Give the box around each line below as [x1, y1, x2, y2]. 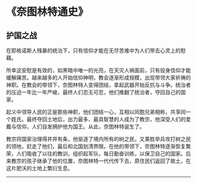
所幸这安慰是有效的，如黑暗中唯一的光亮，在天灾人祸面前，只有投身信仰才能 [6, 67, 191, 74]
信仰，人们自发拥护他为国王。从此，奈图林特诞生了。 [16, 123, 145, 130]
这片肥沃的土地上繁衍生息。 [6, 165, 73, 171]
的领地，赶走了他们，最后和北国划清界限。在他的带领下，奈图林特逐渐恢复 [6, 143, 186, 150]
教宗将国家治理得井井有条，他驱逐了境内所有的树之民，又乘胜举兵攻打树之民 [6, 136, 191, 142]
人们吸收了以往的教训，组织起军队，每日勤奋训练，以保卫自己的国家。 [16, 150, 186, 157]
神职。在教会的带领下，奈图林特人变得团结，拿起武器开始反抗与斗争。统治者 [6, 81, 191, 88]
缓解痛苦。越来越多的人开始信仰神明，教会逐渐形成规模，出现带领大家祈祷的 [6, 74, 191, 81]
